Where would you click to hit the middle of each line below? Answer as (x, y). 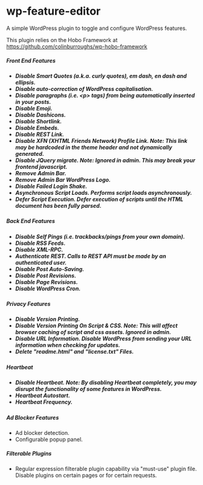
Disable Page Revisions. (46, 282)
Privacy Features (28, 304)
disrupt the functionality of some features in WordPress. (88, 389)
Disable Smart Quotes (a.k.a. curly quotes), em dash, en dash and (101, 76)
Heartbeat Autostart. (43, 396)
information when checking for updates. (68, 345)
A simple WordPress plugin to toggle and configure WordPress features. (97, 28)
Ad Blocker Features (33, 417)
